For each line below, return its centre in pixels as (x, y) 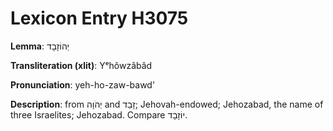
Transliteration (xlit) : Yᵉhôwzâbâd (81, 65)
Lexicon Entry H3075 (99, 18)
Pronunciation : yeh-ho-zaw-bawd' (83, 84)
